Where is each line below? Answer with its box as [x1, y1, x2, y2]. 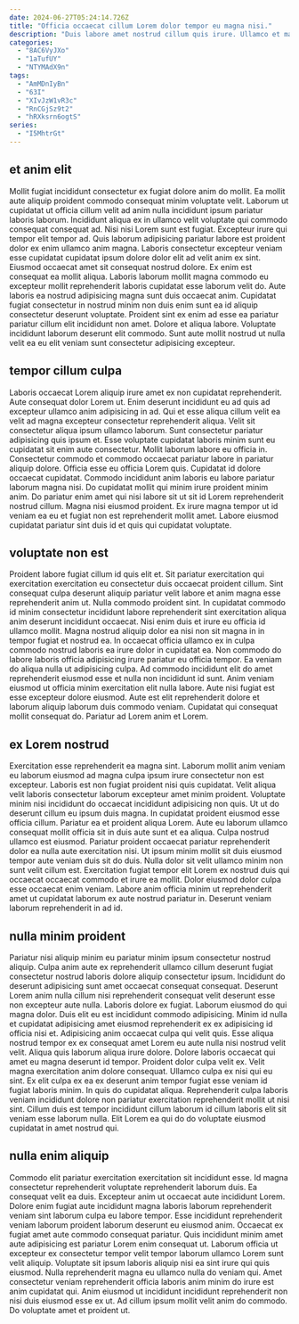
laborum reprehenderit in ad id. [9, 902, 123, 914]
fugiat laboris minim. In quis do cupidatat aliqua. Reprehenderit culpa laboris [9, 1084, 289, 1095]
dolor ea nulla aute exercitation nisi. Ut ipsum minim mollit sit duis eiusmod [9, 846, 283, 857]
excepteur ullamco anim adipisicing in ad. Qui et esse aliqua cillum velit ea [9, 406, 281, 416]
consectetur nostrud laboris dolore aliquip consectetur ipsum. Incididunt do [9, 971, 286, 982]
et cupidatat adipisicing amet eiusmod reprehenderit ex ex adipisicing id [9, 1018, 273, 1029]
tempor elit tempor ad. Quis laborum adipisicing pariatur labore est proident [9, 233, 287, 243]
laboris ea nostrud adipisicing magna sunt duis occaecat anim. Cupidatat [9, 290, 277, 300]
